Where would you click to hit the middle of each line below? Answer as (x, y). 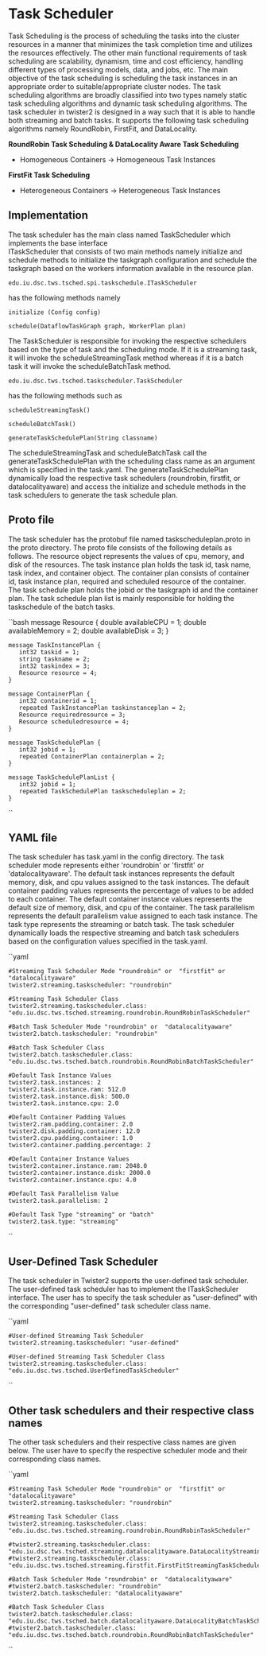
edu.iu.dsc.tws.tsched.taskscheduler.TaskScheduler (95, 381)
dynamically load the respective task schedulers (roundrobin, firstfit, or (124, 478)
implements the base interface (58, 242)
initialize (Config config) (55, 312)
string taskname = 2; (54, 659)
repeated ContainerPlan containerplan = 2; (92, 756)
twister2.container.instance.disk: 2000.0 (79, 1173)
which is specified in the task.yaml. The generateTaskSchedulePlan (118, 469)
